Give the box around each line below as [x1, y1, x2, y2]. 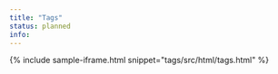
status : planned [9, 22, 71, 31]
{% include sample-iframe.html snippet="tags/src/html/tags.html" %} [9, 55, 270, 66]
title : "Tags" [9, 13, 64, 23]
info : [9, 30, 30, 39]
